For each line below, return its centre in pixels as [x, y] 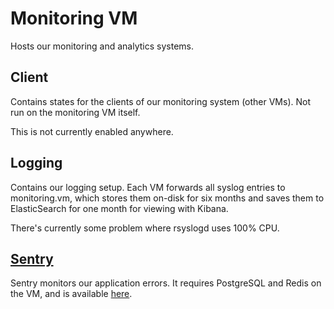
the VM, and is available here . [71, 294]
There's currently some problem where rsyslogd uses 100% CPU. [145, 228]
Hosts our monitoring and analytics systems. [102, 46]
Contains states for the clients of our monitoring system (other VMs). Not [161, 101]
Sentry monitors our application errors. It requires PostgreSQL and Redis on [166, 283]
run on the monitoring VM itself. [75, 112]
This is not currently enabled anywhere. [92, 131]
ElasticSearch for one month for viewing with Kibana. [119, 208]
